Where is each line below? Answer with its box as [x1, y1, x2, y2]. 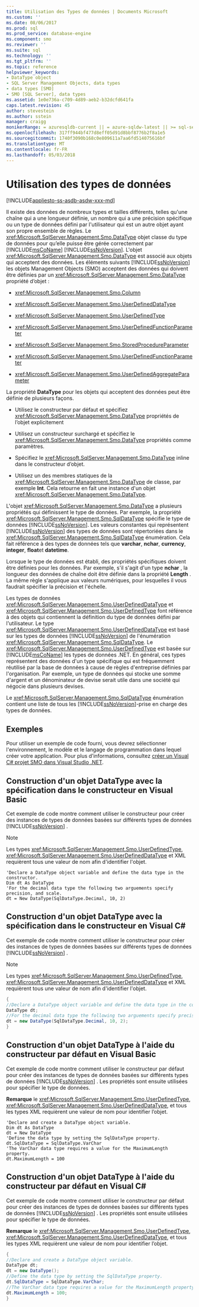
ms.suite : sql [6, 47, 41, 53]
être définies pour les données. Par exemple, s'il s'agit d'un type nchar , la [6, 564, 188, 572]
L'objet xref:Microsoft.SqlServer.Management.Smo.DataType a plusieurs [6, 502, 182, 510]
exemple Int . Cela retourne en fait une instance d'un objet [14, 485, 156, 492]
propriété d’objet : [6, 278, 50, 285]
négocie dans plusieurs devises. [6, 683, 85, 690]
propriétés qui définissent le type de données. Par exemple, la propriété [6, 509, 182, 516]
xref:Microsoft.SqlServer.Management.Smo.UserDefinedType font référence [6, 607, 192, 614]
